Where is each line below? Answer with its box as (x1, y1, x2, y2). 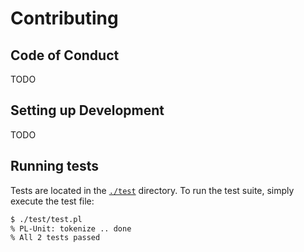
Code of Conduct (10, 47, 120, 64)
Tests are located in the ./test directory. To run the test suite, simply (10, 184, 295, 196)
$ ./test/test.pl (10, 214, 83, 224)
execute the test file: (10, 195, 95, 207)
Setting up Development (10, 102, 165, 119)
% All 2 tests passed (10, 233, 101, 243)
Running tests (10, 158, 100, 175)
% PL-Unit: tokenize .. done (10, 223, 132, 234)
